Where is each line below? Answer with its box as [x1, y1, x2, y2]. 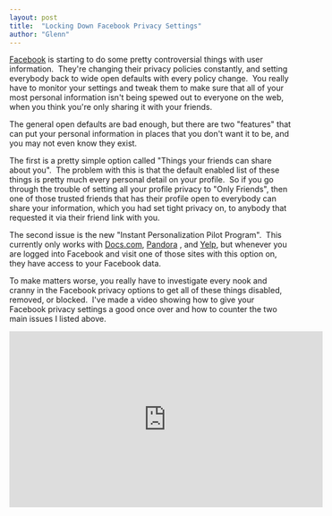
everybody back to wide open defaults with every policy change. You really [9, 73, 289, 84]
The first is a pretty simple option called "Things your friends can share [9, 156, 272, 166]
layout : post [9, 13, 58, 22]
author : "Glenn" [9, 30, 70, 38]
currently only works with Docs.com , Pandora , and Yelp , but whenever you [9, 239, 288, 250]
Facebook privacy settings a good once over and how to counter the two [9, 304, 277, 315]
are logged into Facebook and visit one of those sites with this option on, [9, 249, 277, 259]
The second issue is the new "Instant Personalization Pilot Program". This [9, 230, 282, 241]
